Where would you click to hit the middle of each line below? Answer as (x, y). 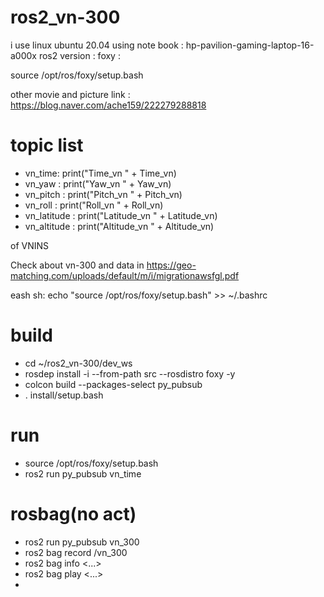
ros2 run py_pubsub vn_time (83, 473)
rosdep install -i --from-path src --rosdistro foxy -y (130, 373)
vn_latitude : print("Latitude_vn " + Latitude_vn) (121, 215)
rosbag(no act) (73, 513)
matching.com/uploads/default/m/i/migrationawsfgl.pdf (125, 275)
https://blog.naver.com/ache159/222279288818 (108, 105)
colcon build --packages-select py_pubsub (113, 384)
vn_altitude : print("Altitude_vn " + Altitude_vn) (119, 226)
